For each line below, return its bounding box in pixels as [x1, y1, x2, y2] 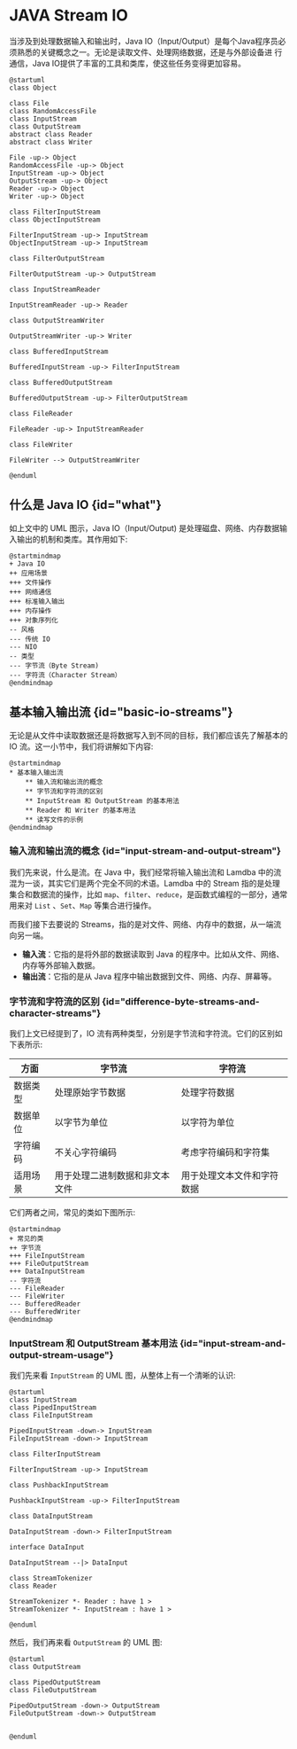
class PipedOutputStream [9, 1678, 101, 1687]
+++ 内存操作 [9, 606, 52, 615]
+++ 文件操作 [9, 578, 52, 587]
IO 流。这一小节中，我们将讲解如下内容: [9, 741, 154, 752]
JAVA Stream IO [9, 5, 128, 26]
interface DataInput [9, 1543, 86, 1552]
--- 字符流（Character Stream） [9, 670, 122, 679]
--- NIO [9, 642, 38, 652]
